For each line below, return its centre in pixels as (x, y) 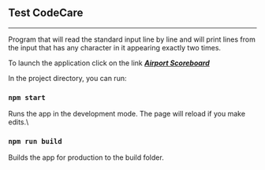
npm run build (35, 142)
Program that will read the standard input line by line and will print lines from (132, 39)
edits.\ (19, 122)
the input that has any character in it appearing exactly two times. (115, 47)
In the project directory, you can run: (67, 78)
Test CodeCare (46, 13)
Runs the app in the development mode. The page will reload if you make (127, 114)
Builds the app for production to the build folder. (86, 157)
